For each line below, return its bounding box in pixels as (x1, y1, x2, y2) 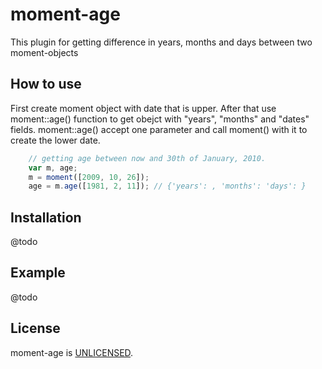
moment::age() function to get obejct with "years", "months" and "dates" (10, 113, 310, 125)
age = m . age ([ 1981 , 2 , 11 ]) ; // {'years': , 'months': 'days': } (28, 181, 307, 192)
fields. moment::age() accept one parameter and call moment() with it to (10, 123, 308, 135)
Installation (10, 209, 82, 226)
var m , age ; (28, 163, 78, 173)
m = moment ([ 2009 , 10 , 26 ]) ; (28, 172, 150, 182)
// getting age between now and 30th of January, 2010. (28, 153, 267, 163)
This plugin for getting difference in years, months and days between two (10, 36, 313, 48)
